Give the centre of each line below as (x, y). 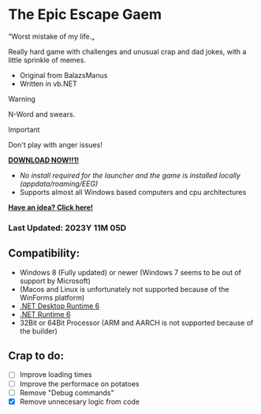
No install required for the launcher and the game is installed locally (130, 175)
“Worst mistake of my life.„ (51, 36)
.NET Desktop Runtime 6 (60, 306)
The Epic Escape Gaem (85, 15)
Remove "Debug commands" (67, 393)
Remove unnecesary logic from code (80, 401)
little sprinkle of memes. (47, 60)
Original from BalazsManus (63, 75)
